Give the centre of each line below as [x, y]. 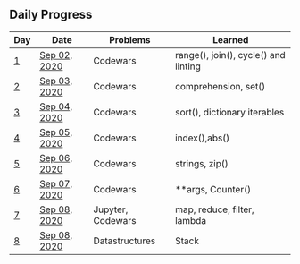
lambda [191, 220]
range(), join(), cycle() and [230, 55]
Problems [129, 39]
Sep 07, [56, 183]
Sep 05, [56, 132]
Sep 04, [56, 106]
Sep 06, [56, 158]
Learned [231, 39]
